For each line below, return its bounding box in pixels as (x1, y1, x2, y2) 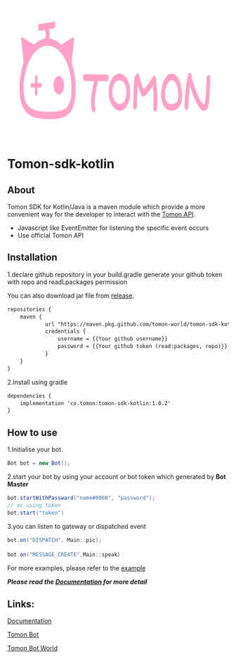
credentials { (44, 328, 86, 335)
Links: (7, 598, 35, 610)
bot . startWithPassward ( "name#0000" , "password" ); (7, 494, 156, 501)
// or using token (7, 501, 61, 508)
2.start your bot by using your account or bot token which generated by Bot (7, 473, 226, 480)
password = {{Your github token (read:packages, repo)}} (57, 343, 228, 350)
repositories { (7, 305, 52, 313)
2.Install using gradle (7, 378, 68, 386)
